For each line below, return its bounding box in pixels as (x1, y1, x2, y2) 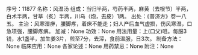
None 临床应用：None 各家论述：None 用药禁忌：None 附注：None (6, 42, 174, 50)
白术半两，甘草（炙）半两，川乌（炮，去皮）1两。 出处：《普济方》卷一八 (6, 13, 187, 20)
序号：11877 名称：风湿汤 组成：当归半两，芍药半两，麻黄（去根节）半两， (6, 5, 192, 12)
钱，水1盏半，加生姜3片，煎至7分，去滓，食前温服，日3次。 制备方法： (6, 35, 183, 42)
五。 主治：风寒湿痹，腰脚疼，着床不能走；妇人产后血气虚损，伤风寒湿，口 (6, 20, 193, 27)
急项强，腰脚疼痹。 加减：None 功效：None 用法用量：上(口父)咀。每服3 (6, 27, 187, 35)
